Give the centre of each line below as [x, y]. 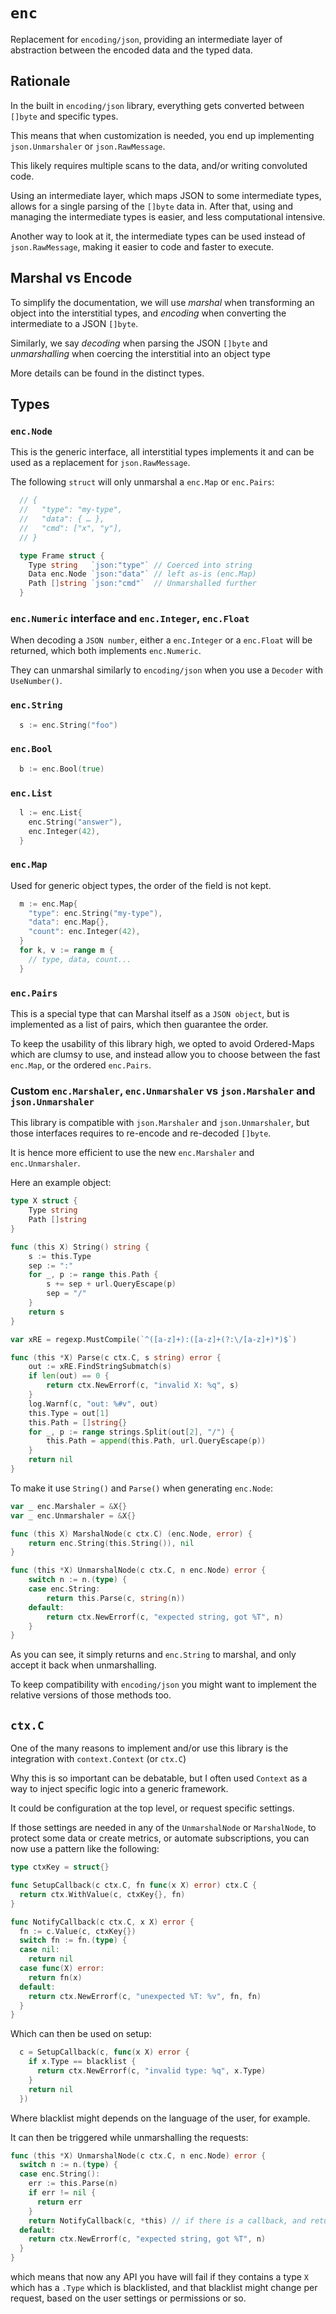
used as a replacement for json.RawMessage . [100, 463]
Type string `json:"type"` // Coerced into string [140, 565]
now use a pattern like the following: [85, 1849]
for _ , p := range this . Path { [93, 1275]
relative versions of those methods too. [91, 1695]
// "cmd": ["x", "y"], [71, 528]
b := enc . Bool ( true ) [62, 769]
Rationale [40, 81]
